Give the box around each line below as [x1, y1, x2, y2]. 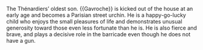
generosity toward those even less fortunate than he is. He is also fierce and [6, 24, 198, 31]
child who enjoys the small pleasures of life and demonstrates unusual [6, 18, 182, 25]
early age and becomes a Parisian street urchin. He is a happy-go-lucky [6, 11, 187, 19]
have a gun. [6, 37, 36, 44]
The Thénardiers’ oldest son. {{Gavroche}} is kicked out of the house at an [6, 5, 193, 12]
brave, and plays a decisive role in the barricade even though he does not [6, 31, 191, 38]
